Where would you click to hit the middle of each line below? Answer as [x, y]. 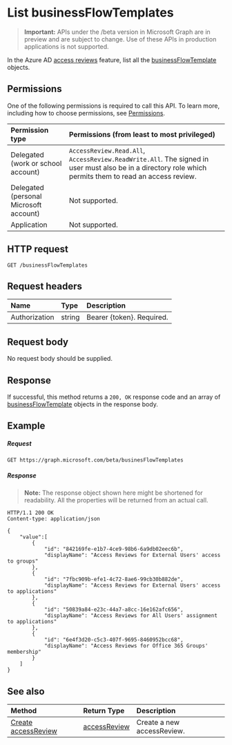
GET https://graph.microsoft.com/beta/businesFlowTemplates [96, 460]
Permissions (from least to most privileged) [142, 134]
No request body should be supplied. [60, 359]
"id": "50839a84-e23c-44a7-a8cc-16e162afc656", [114, 610]
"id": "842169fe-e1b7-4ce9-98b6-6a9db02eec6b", [114, 549]
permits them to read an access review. [133, 176]
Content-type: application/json [54, 519]
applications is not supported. [66, 46]
